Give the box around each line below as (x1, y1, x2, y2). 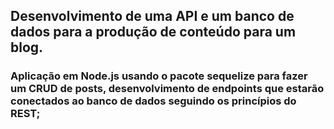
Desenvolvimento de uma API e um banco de (10, 8, 295, 25)
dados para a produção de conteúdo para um (10, 24, 297, 41)
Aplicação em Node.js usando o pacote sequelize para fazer (10, 69, 308, 83)
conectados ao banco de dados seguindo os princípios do (10, 94, 297, 108)
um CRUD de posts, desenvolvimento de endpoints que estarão (10, 82, 325, 96)
